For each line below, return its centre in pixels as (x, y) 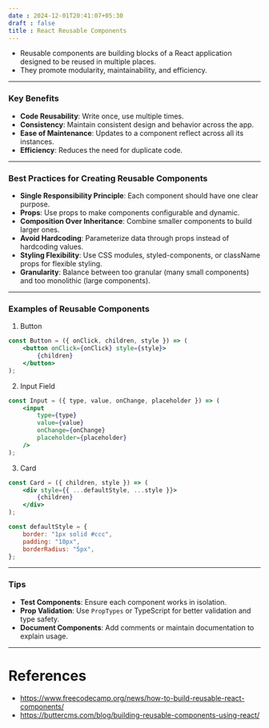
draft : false (32, 23)
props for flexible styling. (61, 263)
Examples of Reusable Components (79, 309)
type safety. (40, 619)
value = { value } (60, 423)
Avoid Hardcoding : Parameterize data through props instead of (124, 238)
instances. (37, 142)
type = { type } (57, 416)
